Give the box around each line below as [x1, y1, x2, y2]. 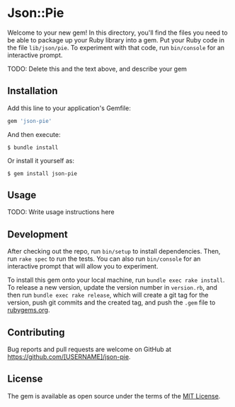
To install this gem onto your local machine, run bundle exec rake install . [7, 276, 225, 284]
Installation [7, 85, 58, 97]
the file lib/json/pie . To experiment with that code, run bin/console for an [7, 43, 225, 52]
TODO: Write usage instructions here [7, 208, 115, 216]
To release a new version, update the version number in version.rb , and [7, 283, 218, 292]
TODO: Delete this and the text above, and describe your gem [7, 64, 188, 73]
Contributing [7, 326, 65, 338]
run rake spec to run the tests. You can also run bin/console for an [7, 254, 201, 263]
